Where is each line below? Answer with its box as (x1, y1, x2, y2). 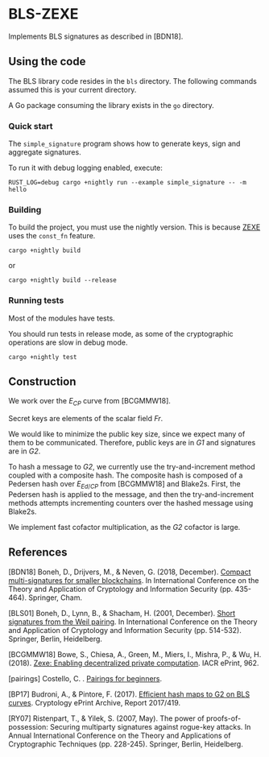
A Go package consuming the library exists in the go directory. (8, 100, 215, 110)
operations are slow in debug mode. (8, 337, 128, 347)
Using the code (8, 55, 86, 68)
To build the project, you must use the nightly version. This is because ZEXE (8, 222, 261, 232)
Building (8, 204, 42, 215)
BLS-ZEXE (8, 5, 79, 23)
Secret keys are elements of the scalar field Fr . (8, 414, 163, 424)
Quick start (8, 120, 54, 131)
